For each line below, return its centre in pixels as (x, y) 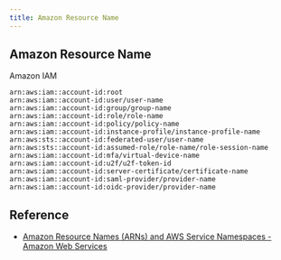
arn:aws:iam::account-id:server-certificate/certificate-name (129, 172)
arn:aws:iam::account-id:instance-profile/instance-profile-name (135, 132)
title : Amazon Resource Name (64, 18)
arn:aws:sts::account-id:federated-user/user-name (107, 140)
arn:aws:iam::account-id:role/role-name (87, 116)
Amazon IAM (33, 76)
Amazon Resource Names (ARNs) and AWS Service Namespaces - (147, 237)
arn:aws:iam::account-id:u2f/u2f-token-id (90, 163)
